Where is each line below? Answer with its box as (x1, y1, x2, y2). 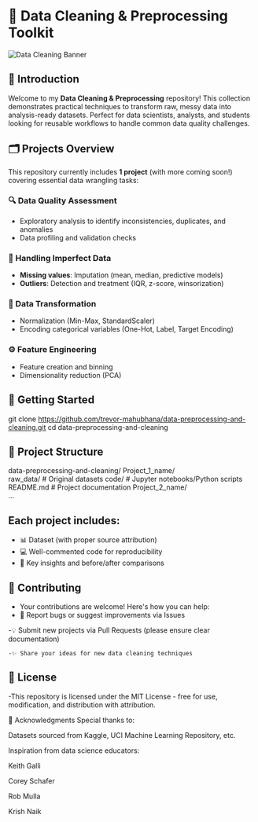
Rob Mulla (8, 791, 41, 801)
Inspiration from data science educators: (8, 746, 140, 755)
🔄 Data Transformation (8, 299, 97, 310)
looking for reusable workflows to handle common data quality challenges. (8, 118, 250, 128)
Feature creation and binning (19, 361, 113, 372)
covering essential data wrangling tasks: (8, 175, 139, 185)
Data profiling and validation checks (19, 233, 136, 242)
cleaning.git (8, 422, 46, 431)
